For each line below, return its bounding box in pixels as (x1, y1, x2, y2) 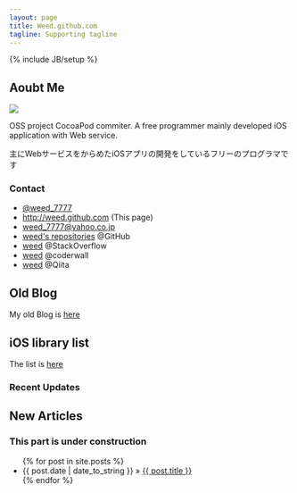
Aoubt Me (9, 79, 65, 95)
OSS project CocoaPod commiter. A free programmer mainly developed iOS (9, 121, 287, 131)
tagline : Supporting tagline (9, 29, 118, 38)
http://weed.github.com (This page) (21, 212, 153, 223)
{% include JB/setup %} (9, 54, 98, 65)
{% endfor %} (21, 474, 74, 485)
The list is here (9, 359, 64, 370)
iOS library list (9, 335, 90, 350)
